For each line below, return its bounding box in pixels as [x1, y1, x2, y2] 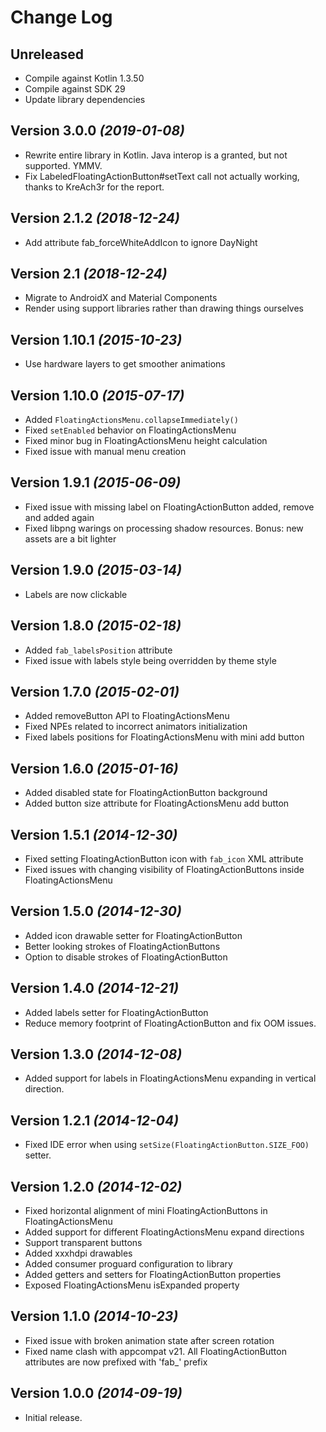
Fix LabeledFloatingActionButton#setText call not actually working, [24, 170, 300, 182]
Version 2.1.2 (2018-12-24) [10, 210, 180, 227]
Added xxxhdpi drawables [24, 1247, 133, 1259]
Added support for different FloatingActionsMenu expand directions [24, 1226, 305, 1238]
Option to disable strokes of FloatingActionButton [24, 951, 228, 963]
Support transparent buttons [24, 1237, 143, 1248]
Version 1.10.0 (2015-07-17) [10, 387, 185, 404]
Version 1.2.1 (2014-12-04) [10, 1112, 179, 1129]
